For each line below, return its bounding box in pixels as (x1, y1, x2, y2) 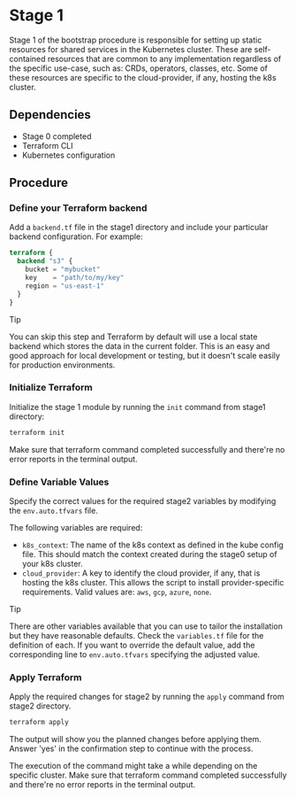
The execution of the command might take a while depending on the (9, 761, 258, 771)
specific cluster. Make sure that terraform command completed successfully (9, 770, 287, 780)
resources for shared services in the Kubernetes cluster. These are (9, 43, 253, 54)
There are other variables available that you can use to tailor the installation (9, 621, 283, 631)
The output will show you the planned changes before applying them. (9, 734, 262, 745)
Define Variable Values (9, 476, 110, 488)
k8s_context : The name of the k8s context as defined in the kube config (21, 539, 285, 550)
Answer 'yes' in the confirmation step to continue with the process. (9, 743, 254, 754)
